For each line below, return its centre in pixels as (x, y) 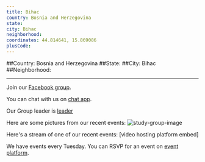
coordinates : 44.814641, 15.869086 (52, 40)
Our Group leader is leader (40, 111)
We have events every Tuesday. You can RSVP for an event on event (92, 146)
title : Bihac (23, 12)
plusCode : (19, 46)
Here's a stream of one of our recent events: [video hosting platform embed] (103, 134)
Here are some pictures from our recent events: (66, 122)
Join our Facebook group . (39, 87)
